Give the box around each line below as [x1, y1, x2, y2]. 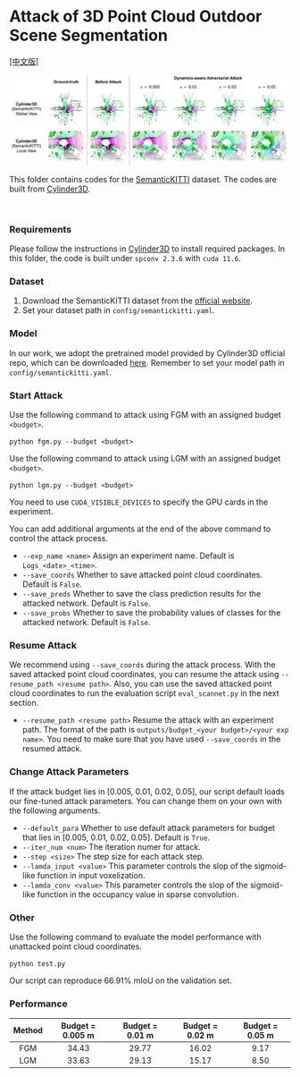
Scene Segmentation [9, 25, 168, 46]
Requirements [9, 223, 72, 235]
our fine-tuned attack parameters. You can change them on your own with [9, 795, 283, 806]
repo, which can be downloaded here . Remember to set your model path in [9, 357, 286, 368]
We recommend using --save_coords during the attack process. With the [9, 659, 277, 670]
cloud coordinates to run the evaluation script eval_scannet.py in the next [9, 688, 279, 699]
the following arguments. [9, 805, 101, 816]
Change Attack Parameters [9, 766, 129, 778]
